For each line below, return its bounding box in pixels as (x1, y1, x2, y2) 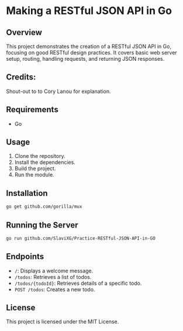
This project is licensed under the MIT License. (6, 318, 119, 325)
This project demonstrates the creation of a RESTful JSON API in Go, (6, 43, 171, 50)
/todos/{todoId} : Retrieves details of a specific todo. (14, 280, 142, 287)
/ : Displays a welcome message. (14, 267, 94, 274)
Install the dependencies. (14, 159, 76, 166)
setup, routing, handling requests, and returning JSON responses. (6, 56, 165, 62)
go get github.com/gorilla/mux (6, 204, 82, 210)
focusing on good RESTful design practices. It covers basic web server (6, 49, 177, 56)
